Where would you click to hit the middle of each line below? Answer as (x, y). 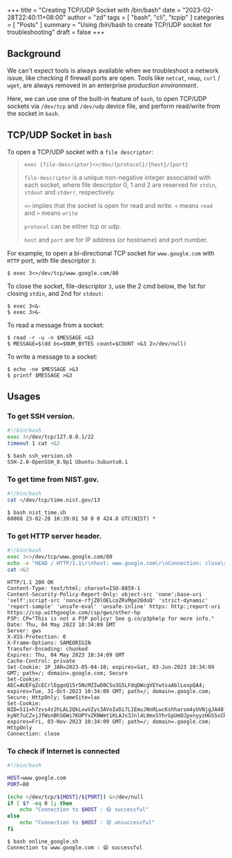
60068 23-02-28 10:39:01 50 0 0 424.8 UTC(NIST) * (81, 519)
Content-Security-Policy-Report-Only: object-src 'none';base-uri (105, 594)
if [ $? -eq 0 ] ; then (40, 803)
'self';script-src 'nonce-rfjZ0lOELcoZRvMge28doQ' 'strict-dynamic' (108, 600)
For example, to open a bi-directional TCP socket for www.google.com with (111, 253)
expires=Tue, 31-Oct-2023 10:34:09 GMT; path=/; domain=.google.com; (109, 691)
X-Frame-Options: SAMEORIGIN (49, 643)
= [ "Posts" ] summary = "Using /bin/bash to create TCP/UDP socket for (109, 25)
